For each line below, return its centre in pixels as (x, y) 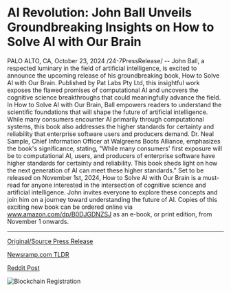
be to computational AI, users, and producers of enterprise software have (111, 155)
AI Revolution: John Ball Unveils (100, 13)
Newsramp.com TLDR (38, 254)
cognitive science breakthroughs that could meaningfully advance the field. (114, 97)
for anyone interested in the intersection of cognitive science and (114, 185)
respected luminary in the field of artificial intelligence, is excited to (102, 68)
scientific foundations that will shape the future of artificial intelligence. (108, 112)
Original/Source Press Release (50, 241)
